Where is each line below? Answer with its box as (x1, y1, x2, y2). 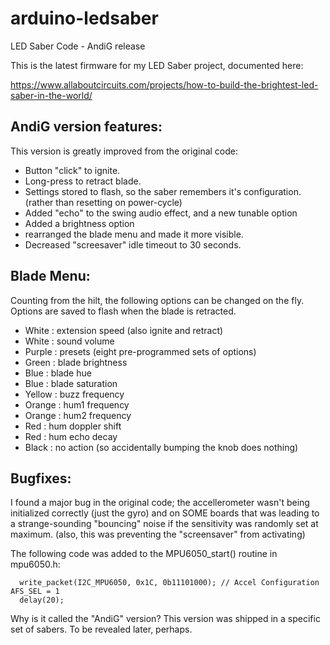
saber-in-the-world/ (10, 89, 93, 101)
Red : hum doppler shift (24, 420, 122, 432)
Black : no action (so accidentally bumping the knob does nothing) (24, 441, 299, 453)
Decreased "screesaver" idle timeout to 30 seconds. (24, 238, 242, 251)
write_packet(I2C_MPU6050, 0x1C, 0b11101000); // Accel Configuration (19, 578, 320, 588)
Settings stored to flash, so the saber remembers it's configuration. (24, 185, 302, 197)
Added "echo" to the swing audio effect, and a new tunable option (24, 207, 298, 219)
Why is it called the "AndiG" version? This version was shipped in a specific (10, 613, 321, 625)
